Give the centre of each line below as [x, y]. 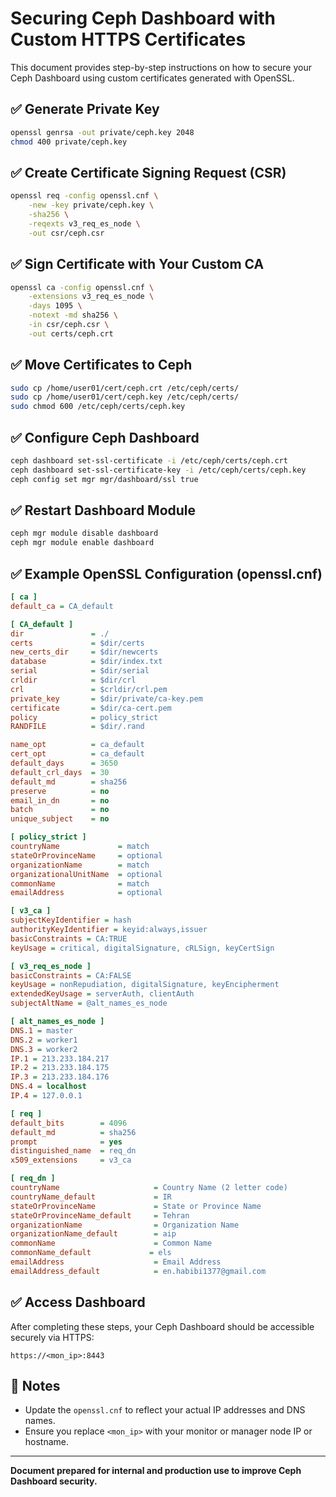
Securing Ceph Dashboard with [143, 18]
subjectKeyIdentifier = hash [71, 920]
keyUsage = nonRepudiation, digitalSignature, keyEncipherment [145, 985]
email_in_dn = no [60, 800]
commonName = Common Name [111, 1243]
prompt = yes [66, 1142]
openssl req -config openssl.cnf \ [84, 196]
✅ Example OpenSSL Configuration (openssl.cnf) [166, 573]
